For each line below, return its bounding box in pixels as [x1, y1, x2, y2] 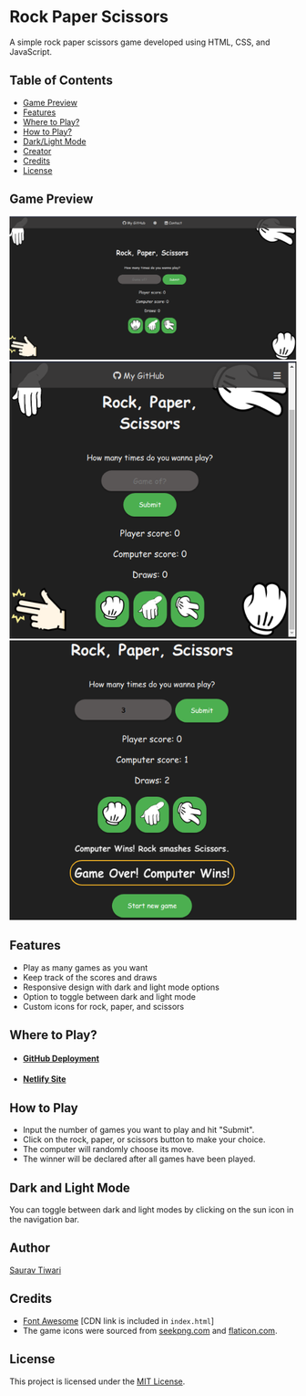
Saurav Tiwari [9, 1265, 62, 1275]
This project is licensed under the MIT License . [9, 1376, 186, 1387]
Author [9, 1240, 50, 1256]
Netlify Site [22, 1074, 66, 1085]
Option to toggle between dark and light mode [22, 991, 196, 1002]
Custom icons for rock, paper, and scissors [22, 1001, 185, 1012]
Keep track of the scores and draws [22, 971, 158, 982]
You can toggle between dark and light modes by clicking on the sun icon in [9, 1204, 294, 1215]
